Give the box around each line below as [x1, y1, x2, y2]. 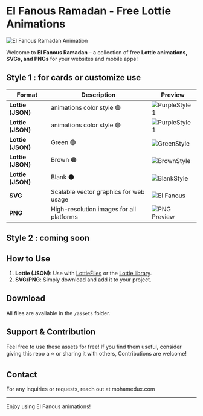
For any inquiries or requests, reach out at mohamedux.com [6, 385, 155, 393]
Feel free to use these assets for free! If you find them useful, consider [6, 343, 182, 350]
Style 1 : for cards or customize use [6, 72, 141, 83]
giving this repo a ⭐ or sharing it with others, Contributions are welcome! [6, 350, 187, 357]
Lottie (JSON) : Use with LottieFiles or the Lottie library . [14, 269, 152, 277]
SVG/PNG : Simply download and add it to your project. [14, 276, 152, 283]
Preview [161, 91, 185, 99]
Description [81, 91, 116, 99]
